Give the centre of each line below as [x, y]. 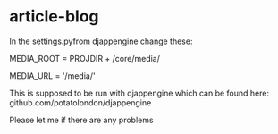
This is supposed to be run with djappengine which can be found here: [139, 93]
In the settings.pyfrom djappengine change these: [101, 41]
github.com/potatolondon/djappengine [80, 102]
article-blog [54, 17]
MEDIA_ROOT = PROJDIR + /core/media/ [85, 58]
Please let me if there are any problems [81, 120]
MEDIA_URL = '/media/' [52, 75]
